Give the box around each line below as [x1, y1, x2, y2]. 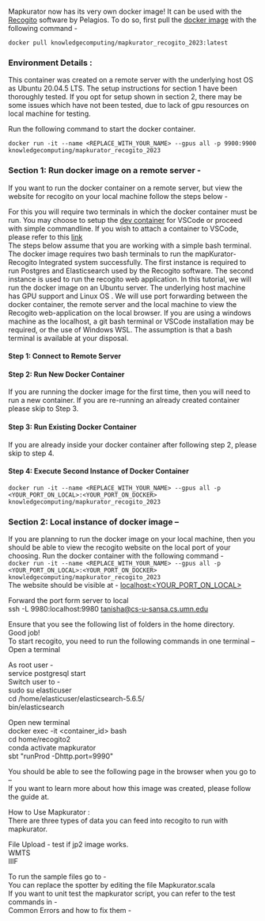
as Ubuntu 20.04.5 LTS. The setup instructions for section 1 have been [8, 83, 237, 94]
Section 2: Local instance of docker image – [8, 516, 180, 527]
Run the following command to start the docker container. [8, 125, 196, 134]
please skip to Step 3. [8, 404, 79, 413]
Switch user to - [8, 677, 61, 687]
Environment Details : [8, 57, 93, 68]
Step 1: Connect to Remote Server [8, 351, 121, 361]
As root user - [8, 660, 54, 670]
